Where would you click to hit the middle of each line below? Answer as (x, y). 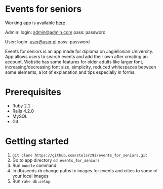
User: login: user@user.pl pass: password (47, 42)
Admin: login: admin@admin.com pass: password (55, 32)
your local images (30, 176)
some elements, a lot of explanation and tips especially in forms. (70, 72)
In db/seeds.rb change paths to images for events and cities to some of (85, 170)
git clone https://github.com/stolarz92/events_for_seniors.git (80, 155)
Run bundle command (34, 165)
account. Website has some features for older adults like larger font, (74, 62)
